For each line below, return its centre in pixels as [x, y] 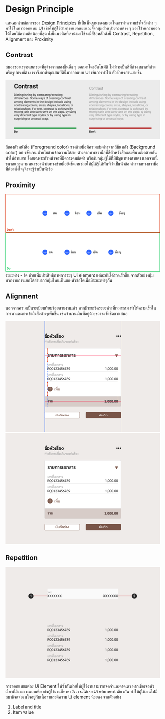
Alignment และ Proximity [30, 39]
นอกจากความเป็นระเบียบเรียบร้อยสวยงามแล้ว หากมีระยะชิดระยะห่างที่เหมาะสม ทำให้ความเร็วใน [81, 308]
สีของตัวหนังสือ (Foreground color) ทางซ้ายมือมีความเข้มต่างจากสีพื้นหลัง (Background [81, 147]
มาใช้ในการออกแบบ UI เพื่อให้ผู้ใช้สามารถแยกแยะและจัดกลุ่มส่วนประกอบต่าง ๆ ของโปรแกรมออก [83, 28]
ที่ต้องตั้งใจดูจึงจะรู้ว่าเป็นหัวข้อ [29, 169]
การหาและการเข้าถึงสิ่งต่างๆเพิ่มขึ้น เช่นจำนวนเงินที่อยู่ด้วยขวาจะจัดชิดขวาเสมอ [67, 313]
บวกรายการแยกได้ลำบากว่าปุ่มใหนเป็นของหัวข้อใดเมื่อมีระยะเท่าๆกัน [59, 280]
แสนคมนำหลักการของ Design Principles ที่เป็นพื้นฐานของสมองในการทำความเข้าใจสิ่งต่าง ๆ [81, 23]
